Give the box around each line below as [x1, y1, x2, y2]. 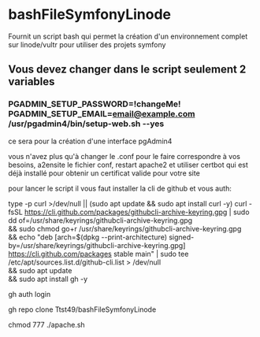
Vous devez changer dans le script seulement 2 [8, 63, 247, 76]
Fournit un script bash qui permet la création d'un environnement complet [8, 31, 248, 41]
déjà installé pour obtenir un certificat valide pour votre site [8, 168, 201, 178]
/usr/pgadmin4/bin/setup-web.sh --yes [8, 118, 165, 129]
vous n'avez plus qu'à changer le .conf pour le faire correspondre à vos [8, 151, 240, 161]
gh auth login [8, 289, 51, 298]
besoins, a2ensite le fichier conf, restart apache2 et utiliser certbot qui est [8, 160, 248, 169]
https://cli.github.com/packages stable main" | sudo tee [8, 249, 189, 258]
